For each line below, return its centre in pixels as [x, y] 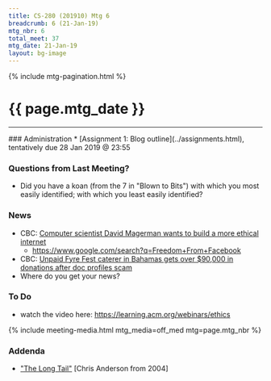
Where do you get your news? [70, 276]
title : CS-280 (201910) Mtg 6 [59, 16]
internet [33, 241]
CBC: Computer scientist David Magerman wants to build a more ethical [140, 233]
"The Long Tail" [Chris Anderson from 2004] [94, 369]
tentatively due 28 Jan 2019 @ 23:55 [69, 147]
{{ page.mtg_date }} [77, 109]
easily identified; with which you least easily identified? [111, 195]
